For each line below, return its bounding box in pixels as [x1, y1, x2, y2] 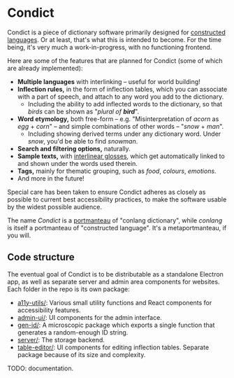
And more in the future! [17, 174, 85, 183]
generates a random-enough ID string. [17, 328, 129, 337]
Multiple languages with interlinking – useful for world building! [17, 77, 200, 85]
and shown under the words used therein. [17, 159, 138, 167]
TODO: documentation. [7, 364, 74, 372]
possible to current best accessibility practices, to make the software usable [7, 195, 227, 204]
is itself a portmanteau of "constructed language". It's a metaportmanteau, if [7, 223, 227, 232]
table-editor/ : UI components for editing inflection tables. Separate [17, 343, 210, 351]
